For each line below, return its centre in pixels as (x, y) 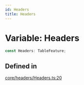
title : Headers (20, 14)
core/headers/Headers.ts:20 (34, 78)
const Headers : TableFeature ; (36, 51)
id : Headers (17, 9)
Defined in (21, 66)
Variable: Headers (42, 38)
